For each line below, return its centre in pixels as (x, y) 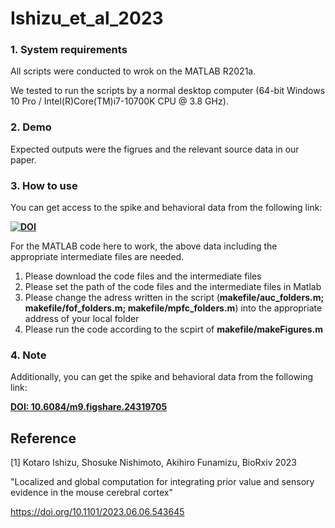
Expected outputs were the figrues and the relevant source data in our (155, 149)
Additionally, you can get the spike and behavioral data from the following (162, 377)
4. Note (28, 355)
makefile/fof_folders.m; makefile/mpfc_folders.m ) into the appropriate (173, 308)
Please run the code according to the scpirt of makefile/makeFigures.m (173, 329)
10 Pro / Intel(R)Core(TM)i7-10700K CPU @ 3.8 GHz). (119, 101)
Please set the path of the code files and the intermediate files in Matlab (173, 287)
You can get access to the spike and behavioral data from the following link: (166, 208)
